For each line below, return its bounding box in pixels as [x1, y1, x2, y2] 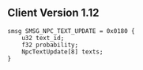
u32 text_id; [21, 34, 65, 42]
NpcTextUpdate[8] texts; [21, 47, 103, 56]
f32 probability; [21, 41, 79, 49]
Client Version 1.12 [7, 6, 100, 20]
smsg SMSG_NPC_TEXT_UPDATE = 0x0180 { [7, 27, 135, 35]
